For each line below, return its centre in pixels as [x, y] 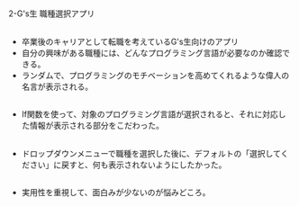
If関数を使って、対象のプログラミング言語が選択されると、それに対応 [149, 114]
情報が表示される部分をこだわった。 [96, 126]
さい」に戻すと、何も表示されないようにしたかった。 [128, 165]
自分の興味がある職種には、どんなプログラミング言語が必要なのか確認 [152, 52]
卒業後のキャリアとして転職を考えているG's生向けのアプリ [130, 41]
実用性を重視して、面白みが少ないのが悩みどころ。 [116, 192]
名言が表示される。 [57, 86]
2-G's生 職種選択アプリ [52, 13]
